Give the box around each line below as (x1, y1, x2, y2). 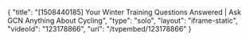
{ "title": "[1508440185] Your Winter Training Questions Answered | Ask (7, 8, 242, 17)
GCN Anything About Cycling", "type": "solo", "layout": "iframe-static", (7, 16, 238, 25)
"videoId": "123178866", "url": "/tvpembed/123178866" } (7, 24, 192, 33)
